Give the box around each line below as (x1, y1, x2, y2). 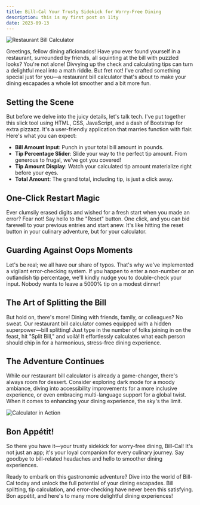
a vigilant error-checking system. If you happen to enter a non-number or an (6, 267, 194, 274)
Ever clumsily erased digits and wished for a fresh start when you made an (6, 209, 190, 216)
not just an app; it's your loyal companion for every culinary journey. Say (6, 449, 184, 456)
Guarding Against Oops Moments (6, 245, 133, 255)
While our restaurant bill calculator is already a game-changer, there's (6, 372, 178, 379)
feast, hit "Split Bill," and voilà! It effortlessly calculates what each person (6, 332, 186, 340)
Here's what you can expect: (6, 132, 77, 140)
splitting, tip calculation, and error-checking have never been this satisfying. (6, 486, 193, 493)
